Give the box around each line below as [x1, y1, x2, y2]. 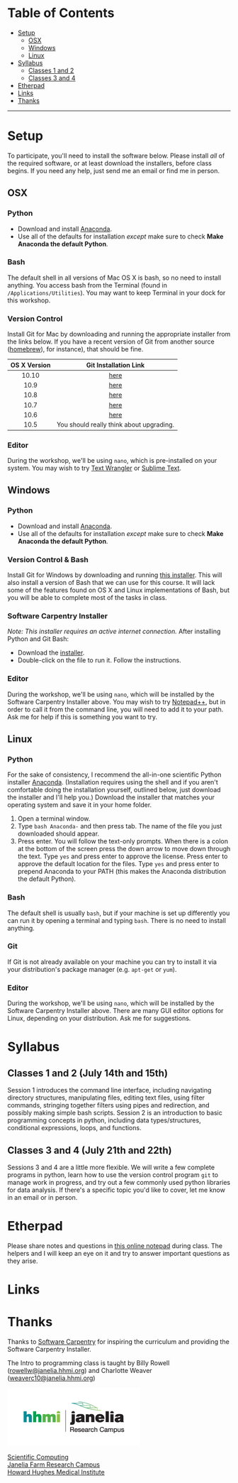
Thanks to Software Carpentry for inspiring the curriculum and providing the [7, 1337, 230, 1346]
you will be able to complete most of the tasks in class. [7, 593, 168, 601]
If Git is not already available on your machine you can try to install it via [7, 957, 217, 966]
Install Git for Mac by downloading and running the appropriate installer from [7, 330, 231, 339]
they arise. [7, 1257, 38, 1265]
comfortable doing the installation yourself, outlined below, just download [7, 786, 221, 794]
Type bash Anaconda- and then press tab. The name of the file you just [17, 822, 222, 831]
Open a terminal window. [17, 814, 91, 823]
